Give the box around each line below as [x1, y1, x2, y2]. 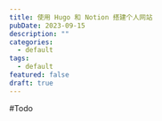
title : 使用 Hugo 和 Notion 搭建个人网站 [9, 12, 153, 22]
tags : [9, 54, 29, 63]
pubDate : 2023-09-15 [9, 21, 86, 30]
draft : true [9, 79, 53, 87]
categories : [9, 37, 53, 47]
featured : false [9, 71, 69, 79]
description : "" [9, 29, 69, 38]
